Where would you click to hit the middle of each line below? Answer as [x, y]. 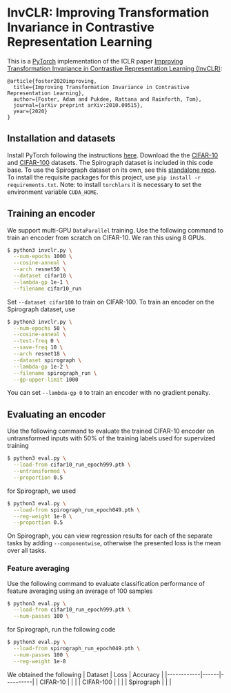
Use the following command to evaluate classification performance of [106, 583]
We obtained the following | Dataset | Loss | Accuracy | [86, 674]
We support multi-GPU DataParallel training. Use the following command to [115, 230]
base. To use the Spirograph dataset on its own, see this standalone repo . [112, 170]
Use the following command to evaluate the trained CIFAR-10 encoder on [111, 431]
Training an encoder [51, 214]
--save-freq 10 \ [38, 348]
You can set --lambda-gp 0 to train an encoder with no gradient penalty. [109, 393]
